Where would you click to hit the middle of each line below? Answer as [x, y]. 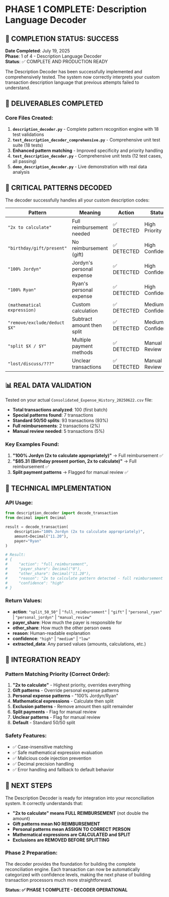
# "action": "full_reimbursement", [47, 564]
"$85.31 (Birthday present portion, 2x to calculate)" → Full [74, 461]
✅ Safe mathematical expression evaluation [58, 752]
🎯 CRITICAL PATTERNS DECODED [59, 188]
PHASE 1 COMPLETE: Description [76, 9]
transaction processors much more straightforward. [59, 880]
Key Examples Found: [32, 444]
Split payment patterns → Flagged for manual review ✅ [70, 472]
